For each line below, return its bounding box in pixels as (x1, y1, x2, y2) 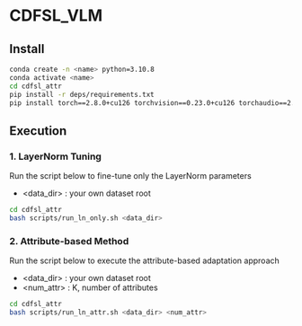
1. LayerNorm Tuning (9, 150, 102, 163)
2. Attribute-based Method (9, 234, 129, 247)
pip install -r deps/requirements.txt (9, 90, 155, 99)
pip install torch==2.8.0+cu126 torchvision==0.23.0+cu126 (9, 98, 235, 108)
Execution (9, 123, 67, 138)
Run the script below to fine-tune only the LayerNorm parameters (9, 171, 252, 181)
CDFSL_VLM (9, 5, 103, 26)
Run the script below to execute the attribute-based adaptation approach (9, 255, 280, 266)
